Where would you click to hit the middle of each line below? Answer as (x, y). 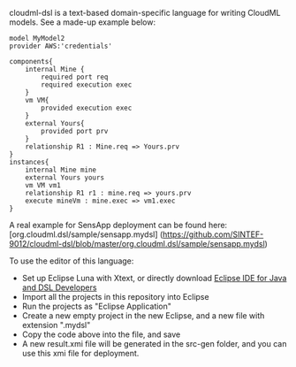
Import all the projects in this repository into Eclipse (115, 297)
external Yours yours (65, 178)
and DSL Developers (59, 287)
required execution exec (87, 85)
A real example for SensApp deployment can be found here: (118, 225)
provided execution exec (87, 108)
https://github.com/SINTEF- (213, 234)
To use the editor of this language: (72, 261)
